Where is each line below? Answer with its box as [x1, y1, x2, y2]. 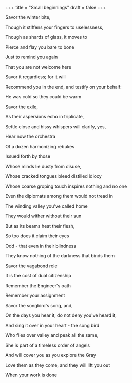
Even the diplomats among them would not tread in [5, 193, 114, 199]
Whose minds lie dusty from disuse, [5, 164, 81, 169]
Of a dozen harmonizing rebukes [5, 144, 75, 149]
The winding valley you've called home [5, 203, 88, 209]
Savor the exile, [5, 104, 39, 110]
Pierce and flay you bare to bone [5, 44, 74, 50]
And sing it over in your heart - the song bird [5, 322, 100, 328]
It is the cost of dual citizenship [5, 273, 71, 278]
